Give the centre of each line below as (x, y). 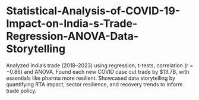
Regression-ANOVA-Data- (72, 36)
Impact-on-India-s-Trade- (72, 24)
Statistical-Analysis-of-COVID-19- (93, 11)
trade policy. (21, 90)
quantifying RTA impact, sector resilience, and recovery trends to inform (94, 84)
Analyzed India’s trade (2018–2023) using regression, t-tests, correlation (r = (100, 65)
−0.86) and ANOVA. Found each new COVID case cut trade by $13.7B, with (98, 71)
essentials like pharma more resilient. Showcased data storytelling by (91, 78)
